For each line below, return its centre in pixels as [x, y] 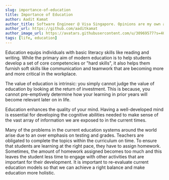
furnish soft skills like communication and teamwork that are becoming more [84, 68]
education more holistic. [30, 172]
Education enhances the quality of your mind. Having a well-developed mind [84, 109]
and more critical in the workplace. [41, 74]
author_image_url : [24, 33]
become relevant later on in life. [38, 99]
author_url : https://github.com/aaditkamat [52, 29]
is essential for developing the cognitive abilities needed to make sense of [82, 114]
